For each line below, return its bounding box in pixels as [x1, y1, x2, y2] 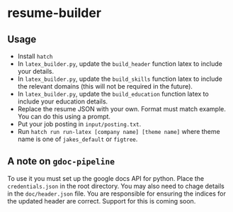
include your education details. [17, 97, 108, 106]
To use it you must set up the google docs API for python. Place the [7, 174, 205, 182]
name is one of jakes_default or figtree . [17, 135, 138, 143]
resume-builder [7, 5, 101, 21]
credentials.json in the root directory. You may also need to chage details [7, 182, 225, 190]
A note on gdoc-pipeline [7, 155, 115, 167]
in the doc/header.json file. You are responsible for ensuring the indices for [7, 189, 227, 198]
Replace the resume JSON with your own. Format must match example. [17, 105, 227, 113]
